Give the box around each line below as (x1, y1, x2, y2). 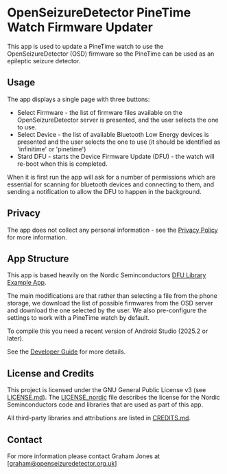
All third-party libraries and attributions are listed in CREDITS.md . (7, 414, 191, 422)
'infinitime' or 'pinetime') (16, 144, 86, 153)
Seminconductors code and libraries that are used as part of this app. (7, 400, 204, 409)
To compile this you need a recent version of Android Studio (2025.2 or (7, 327, 208, 335)
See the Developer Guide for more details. (7, 347, 126, 356)
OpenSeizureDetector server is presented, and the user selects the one (16, 116, 219, 124)
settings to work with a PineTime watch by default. (7, 314, 150, 322)
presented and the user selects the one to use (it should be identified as (16, 138, 221, 146)
